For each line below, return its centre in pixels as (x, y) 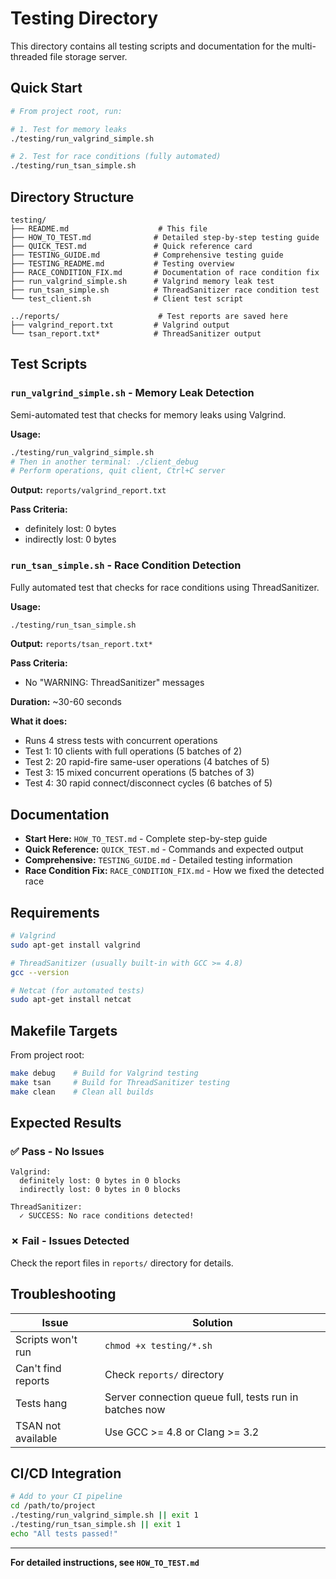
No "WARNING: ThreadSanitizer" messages (114, 683)
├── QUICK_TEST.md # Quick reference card (131, 246)
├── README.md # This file (109, 228)
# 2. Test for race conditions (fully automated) (116, 157)
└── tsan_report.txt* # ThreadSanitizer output (136, 333)
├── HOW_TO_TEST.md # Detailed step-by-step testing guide (165, 237)
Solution (212, 1322)
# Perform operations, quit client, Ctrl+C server (118, 471)
